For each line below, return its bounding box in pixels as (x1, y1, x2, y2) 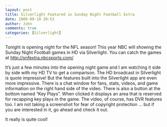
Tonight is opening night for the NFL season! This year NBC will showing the (5, 44, 162, 50)
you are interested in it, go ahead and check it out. (5, 107, 109, 113)
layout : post (5, 7, 32, 12)
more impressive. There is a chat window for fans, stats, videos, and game (5, 80, 158, 86)
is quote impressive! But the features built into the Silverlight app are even (5, 75, 157, 81)
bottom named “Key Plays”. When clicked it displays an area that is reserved (5, 91, 162, 97)
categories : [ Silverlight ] (5, 30, 61, 35)
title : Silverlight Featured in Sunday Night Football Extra (5, 12, 135, 17)
